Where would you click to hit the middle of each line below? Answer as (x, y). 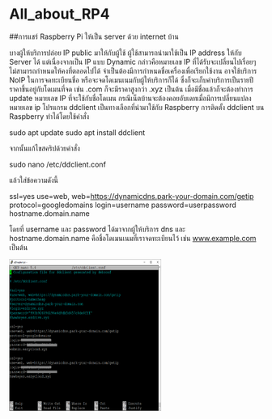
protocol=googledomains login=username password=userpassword (123, 205)
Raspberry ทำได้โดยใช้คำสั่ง (49, 116)
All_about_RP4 (59, 14)
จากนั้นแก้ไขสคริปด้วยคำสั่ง (45, 148)
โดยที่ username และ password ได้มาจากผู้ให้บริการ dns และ (97, 229)
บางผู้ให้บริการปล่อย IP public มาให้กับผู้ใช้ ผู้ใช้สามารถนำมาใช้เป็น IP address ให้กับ (125, 53)
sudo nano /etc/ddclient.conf (57, 164)
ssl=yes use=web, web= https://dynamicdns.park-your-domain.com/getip (132, 196)
